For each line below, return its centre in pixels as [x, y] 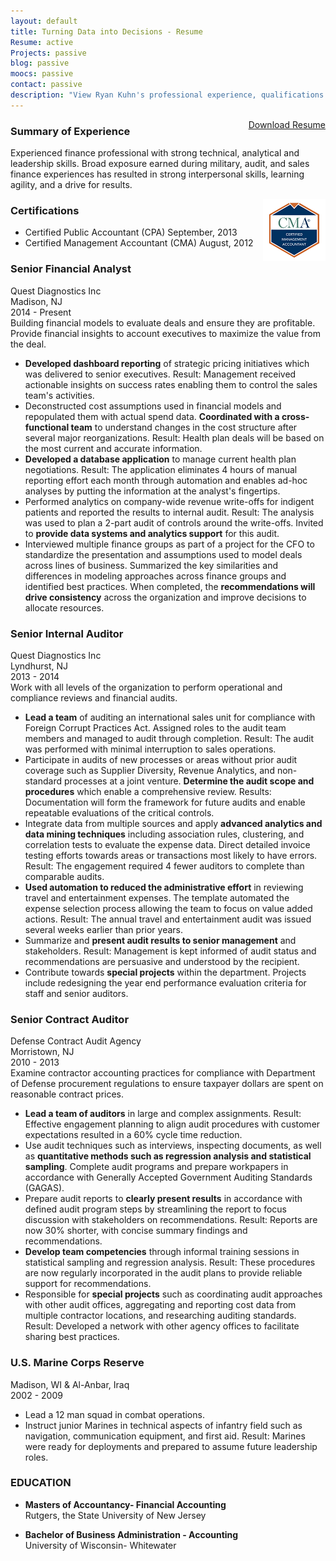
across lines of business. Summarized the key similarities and [151, 565]
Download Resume [287, 124]
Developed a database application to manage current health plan [160, 459]
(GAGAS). [44, 1188]
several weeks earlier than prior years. [103, 929]
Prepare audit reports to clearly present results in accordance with [163, 1199]
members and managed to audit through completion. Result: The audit [169, 738]
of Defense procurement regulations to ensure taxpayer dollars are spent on [167, 1084]
